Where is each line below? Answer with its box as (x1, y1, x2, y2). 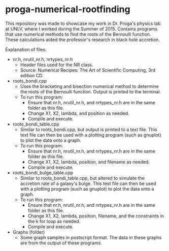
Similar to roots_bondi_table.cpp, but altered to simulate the (20, 175, 145, 181)
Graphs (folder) (12, 229, 45, 235)
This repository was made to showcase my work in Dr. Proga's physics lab (5, 20, 161, 26)
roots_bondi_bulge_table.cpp (12, 169, 74, 176)
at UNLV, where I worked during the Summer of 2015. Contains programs (5, 25, 158, 32)
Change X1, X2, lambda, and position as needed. (27, 110, 129, 116)
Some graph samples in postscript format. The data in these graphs (20, 234, 162, 240)
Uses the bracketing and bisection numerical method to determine (20, 83, 159, 89)
